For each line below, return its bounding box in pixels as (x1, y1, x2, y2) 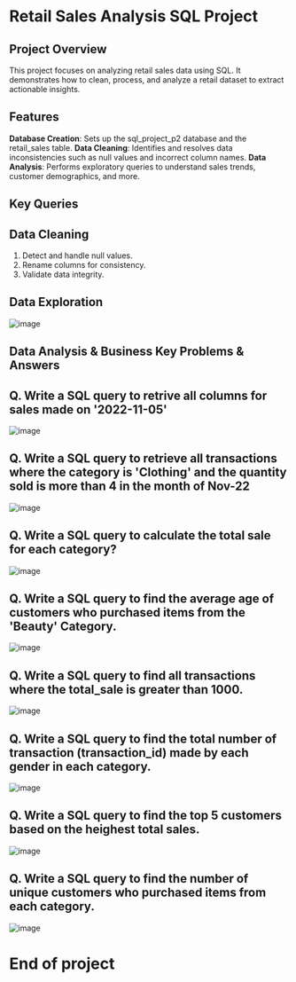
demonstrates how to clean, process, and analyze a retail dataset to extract (9, 75, 284, 85)
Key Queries (9, 197, 79, 212)
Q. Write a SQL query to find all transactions (9, 668, 256, 683)
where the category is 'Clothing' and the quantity (9, 465, 287, 480)
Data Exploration (9, 295, 104, 310)
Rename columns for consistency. (21, 260, 146, 271)
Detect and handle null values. (21, 250, 133, 261)
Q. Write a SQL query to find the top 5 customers (9, 808, 282, 823)
